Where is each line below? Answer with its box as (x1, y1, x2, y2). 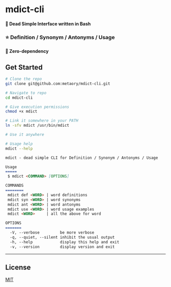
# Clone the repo (5, 76, 42, 82)
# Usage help (5, 141, 33, 146)
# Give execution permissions (5, 104, 70, 109)
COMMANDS (5, 183, 24, 188)
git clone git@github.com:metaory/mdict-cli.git (5, 81, 110, 86)
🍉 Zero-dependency (5, 48, 49, 54)
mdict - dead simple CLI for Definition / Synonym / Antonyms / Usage (5, 155, 158, 160)
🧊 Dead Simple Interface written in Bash (5, 20, 91, 26)
